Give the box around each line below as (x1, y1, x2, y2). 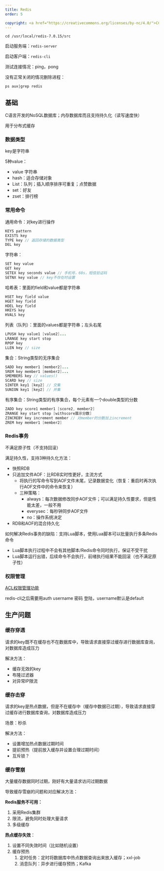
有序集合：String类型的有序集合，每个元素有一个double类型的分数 (5, 396, 138, 402)
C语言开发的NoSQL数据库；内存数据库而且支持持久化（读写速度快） (5, 112, 143, 118)
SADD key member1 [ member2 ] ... (5, 365, 69, 370)
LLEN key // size (5, 345, 41, 350)
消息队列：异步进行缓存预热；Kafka (19, 861, 91, 867)
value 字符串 (12, 169, 38, 175)
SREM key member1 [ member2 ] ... (5, 369, 69, 374)
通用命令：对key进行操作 (5, 218, 55, 225)
